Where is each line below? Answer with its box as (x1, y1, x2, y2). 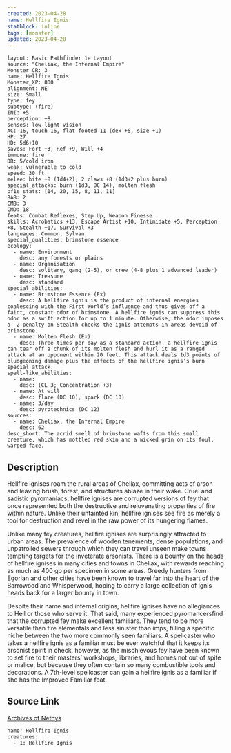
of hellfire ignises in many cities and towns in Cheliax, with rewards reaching (7, 559, 224, 568)
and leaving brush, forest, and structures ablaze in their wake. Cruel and (7, 487, 212, 495)
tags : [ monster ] (7, 29, 54, 37)
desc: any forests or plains (19, 255, 103, 262)
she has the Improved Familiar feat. (7, 675, 108, 684)
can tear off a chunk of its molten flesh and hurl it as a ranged (7, 345, 205, 353)
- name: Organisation (13, 261, 76, 268)
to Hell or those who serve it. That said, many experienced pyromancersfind (7, 609, 223, 617)
